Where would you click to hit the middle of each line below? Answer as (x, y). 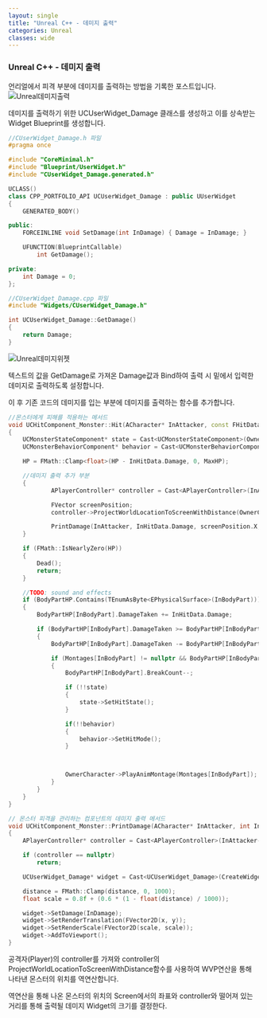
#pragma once (30, 145)
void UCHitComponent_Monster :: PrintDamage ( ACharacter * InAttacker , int (129, 826)
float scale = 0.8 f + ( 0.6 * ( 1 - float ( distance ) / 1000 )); (126, 899)
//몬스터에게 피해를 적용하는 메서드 (58, 417)
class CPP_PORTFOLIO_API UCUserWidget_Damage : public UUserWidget (122, 196)
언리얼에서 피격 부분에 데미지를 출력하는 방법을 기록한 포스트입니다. (112, 86)
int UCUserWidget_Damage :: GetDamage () (72, 320)
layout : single (33, 16)
